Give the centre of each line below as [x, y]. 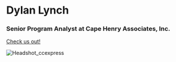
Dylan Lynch [38, 10]
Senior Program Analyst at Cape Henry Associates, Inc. [88, 29]
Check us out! [23, 41]
